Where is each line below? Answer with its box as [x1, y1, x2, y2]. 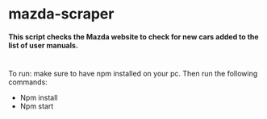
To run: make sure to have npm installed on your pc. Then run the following [8, 68, 258, 78]
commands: [8, 77, 48, 87]
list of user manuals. [8, 40, 79, 50]
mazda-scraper [8, 5, 115, 23]
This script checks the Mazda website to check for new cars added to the [8, 31, 260, 41]
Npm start [19, 101, 54, 111]
